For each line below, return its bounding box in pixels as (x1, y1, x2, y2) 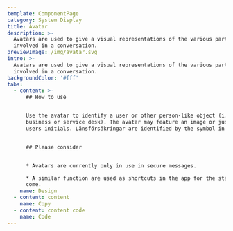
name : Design (19, 187, 58, 194)
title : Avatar (7, 23, 49, 30)
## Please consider (25, 143, 82, 151)
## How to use (25, 94, 67, 101)
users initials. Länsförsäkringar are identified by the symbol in (25, 125, 225, 132)
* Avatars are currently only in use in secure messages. (25, 162, 197, 169)
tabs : (7, 81, 23, 88)
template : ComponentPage (7, 10, 79, 17)
